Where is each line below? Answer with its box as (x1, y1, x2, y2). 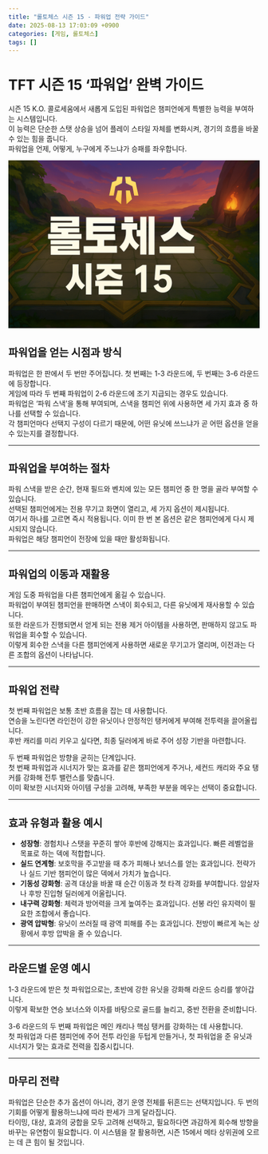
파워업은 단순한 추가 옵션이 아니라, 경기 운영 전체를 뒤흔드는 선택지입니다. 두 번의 (8, 1097, 259, 1107)
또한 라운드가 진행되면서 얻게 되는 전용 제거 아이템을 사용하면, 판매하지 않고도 (8, 620, 249, 630)
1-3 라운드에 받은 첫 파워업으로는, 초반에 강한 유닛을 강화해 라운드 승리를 (8, 984, 234, 994)
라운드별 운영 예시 (8, 961, 91, 975)
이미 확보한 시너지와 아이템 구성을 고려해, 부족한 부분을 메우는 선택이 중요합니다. (8, 783, 258, 793)
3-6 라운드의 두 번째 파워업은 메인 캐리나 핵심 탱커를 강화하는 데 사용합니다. (8, 1021, 243, 1031)
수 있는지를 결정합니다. (8, 428, 79, 438)
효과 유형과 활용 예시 (8, 816, 103, 830)
